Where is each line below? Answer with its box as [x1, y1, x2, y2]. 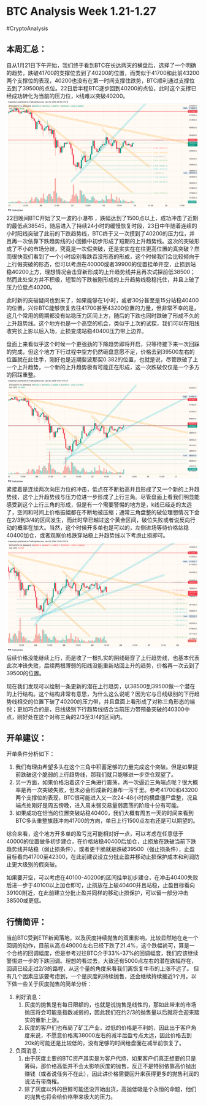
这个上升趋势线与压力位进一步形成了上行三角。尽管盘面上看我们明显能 [22, 493, 200, 501]
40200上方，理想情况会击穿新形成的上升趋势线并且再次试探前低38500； [11, 269, 196, 276]
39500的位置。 [6, 669, 45, 677]
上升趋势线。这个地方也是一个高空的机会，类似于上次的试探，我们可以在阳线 [6, 320, 200, 327]
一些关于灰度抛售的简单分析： [17, 980, 93, 987]
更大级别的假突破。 [11, 861, 60, 868]
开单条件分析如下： [6, 750, 55, 758]
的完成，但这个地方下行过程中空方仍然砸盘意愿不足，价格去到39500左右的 [6, 348, 195, 356]
